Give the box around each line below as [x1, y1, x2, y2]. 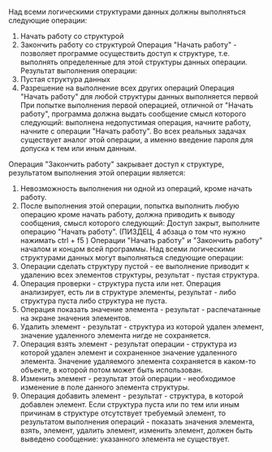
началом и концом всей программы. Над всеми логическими [19, 244, 235, 254]
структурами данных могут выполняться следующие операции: [19, 253, 244, 263]
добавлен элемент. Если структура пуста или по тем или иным [19, 400, 240, 409]
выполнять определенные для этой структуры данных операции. [19, 57, 248, 67]
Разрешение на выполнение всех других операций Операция [19, 83, 235, 93]
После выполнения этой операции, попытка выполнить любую [19, 201, 240, 211]
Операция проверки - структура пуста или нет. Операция [19, 279, 221, 288]
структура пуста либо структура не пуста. [19, 296, 168, 306]
